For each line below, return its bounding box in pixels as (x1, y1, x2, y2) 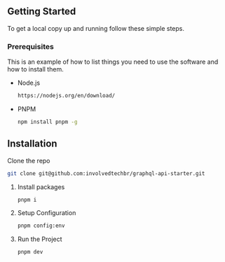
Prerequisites (7, 41, 54, 51)
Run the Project (17, 235, 62, 244)
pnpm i (17, 196, 37, 203)
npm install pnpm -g (17, 118, 78, 125)
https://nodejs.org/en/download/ (17, 92, 116, 99)
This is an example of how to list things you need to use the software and (7, 57, 219, 66)
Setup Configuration (17, 209, 76, 217)
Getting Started (7, 6, 76, 18)
